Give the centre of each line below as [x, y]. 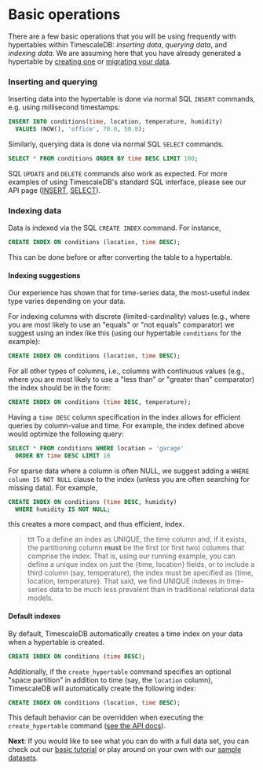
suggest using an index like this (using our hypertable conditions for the [125, 333]
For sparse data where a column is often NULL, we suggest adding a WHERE [129, 471]
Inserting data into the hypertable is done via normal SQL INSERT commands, [132, 99]
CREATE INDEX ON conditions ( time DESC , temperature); [100, 402]
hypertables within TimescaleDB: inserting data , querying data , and [118, 44]
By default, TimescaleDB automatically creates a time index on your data [126, 633]
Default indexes [35, 616]
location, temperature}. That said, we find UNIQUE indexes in [126, 581]
